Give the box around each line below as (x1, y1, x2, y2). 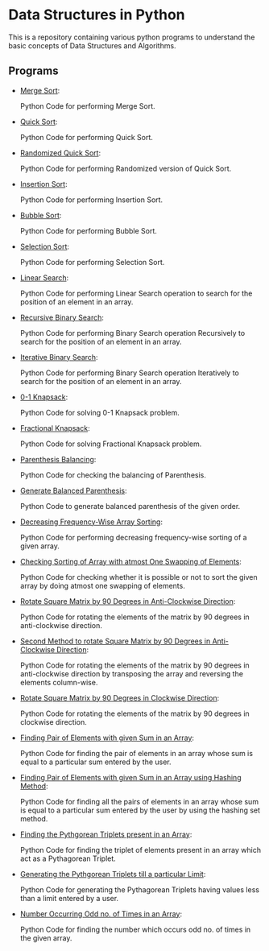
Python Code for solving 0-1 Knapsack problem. (19, 407, 180, 417)
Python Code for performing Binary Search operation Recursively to (19, 328, 246, 337)
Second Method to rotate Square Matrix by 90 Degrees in (19, 636, 211, 646)
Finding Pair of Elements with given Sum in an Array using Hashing (19, 772, 242, 782)
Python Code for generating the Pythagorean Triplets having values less (19, 884, 260, 895)
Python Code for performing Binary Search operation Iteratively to (19, 368, 240, 378)
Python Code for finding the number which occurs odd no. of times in (19, 924, 251, 934)
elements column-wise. (19, 677, 98, 687)
